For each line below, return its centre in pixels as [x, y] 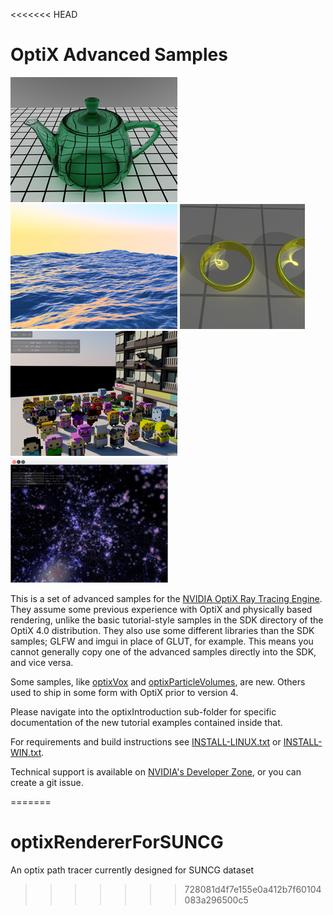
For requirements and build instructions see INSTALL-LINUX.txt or [146, 741]
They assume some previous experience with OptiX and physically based [161, 609]
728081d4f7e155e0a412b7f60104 [253, 889]
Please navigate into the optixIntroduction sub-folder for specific [143, 711]
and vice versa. [42, 662]
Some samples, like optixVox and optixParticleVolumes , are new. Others [158, 681]
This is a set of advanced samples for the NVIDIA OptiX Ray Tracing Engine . [166, 598]
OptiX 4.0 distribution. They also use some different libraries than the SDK [162, 630]
